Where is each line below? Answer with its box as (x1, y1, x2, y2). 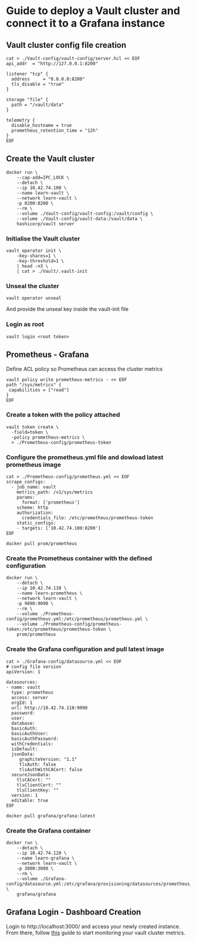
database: (11, 720, 35, 726)
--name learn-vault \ (16, 190, 69, 196)
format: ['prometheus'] (21, 500, 80, 506)
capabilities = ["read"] (8, 387, 69, 393)
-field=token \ (11, 429, 49, 435)
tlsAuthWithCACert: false (19, 766, 83, 773)
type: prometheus (11, 689, 54, 695)
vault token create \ (6, 424, 59, 430)
